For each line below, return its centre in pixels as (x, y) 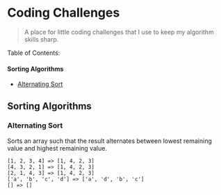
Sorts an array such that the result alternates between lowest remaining (109, 141)
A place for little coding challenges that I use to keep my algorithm (119, 32)
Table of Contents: (34, 53)
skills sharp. (41, 39)
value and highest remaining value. (57, 148)
